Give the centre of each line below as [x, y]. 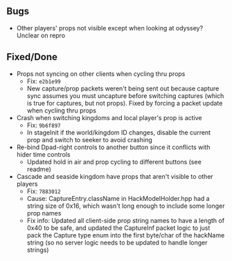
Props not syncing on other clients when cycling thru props [101, 74]
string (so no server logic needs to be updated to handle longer [117, 242]
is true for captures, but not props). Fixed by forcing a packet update [125, 103]
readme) [39, 169]
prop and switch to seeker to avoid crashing [90, 139]
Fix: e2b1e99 [44, 81]
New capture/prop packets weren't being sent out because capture [123, 88]
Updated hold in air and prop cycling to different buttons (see [114, 162]
